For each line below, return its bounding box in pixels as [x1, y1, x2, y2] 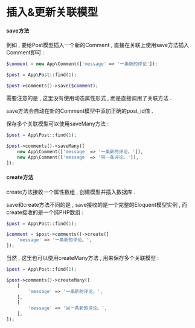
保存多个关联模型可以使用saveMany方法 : [6, 120, 109, 127]
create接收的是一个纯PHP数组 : [6, 209, 84, 216]
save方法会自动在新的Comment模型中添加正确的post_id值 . [6, 107, 153, 115]
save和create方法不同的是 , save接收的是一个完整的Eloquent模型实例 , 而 [6, 201, 188, 208]
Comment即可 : [6, 49, 45, 56]
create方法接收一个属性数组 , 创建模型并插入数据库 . [6, 188, 136, 195]
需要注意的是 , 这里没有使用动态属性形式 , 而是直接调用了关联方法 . [6, 95, 172, 102]
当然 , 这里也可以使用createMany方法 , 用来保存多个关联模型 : [6, 254, 159, 262]
